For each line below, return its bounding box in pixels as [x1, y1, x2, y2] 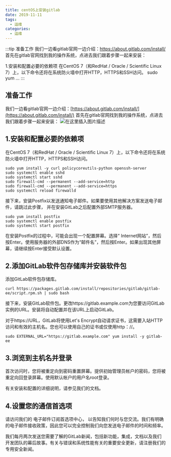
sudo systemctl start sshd [5, 174, 63, 180]
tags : [5, 17, 17, 22]
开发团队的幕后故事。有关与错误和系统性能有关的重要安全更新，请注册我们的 [5, 440, 166, 446]
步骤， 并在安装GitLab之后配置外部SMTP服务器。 [32, 204, 136, 210]
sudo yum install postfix [5, 214, 60, 219]
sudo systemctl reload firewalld [5, 188, 76, 193]
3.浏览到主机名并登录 [5, 354, 72, 362]
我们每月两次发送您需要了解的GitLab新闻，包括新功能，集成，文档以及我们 [5, 434, 162, 440]
